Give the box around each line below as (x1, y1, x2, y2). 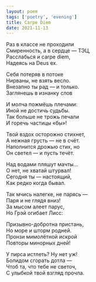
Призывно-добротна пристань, (6, 221, 84, 228)
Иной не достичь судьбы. (6, 107, 70, 114)
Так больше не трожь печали (6, 114, 79, 121)
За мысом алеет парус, (6, 203, 65, 211)
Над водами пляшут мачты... (6, 161, 78, 168)
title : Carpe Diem (6, 19, 51, 25)
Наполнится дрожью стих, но (6, 143, 80, 150)
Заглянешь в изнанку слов (6, 90, 73, 97)
